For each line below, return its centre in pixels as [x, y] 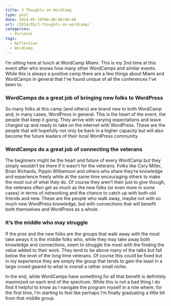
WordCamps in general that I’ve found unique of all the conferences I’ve [81, 79]
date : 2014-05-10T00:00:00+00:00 [41, 19]
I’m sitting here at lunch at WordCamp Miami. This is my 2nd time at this [81, 62]
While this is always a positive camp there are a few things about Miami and [85, 73]
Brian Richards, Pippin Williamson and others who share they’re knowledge [84, 171]
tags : [11, 39]
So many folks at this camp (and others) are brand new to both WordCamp [84, 108]
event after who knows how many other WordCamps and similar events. [81, 68]
